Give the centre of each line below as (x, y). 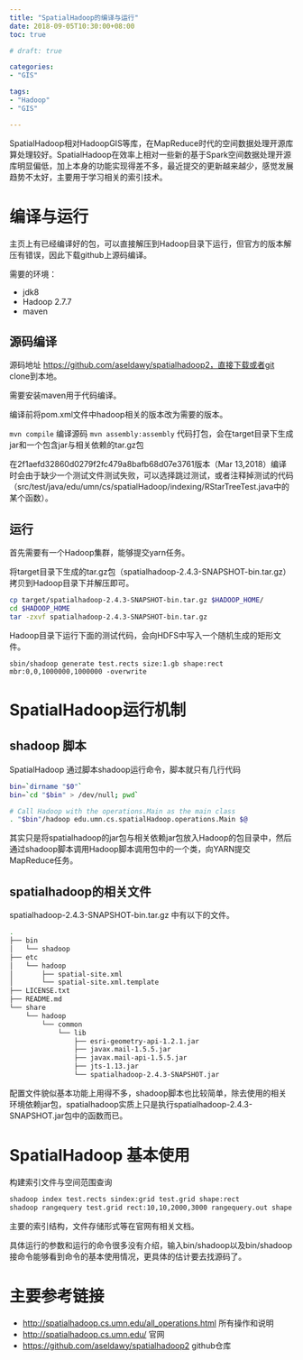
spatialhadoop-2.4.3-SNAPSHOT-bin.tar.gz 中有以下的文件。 (122, 915)
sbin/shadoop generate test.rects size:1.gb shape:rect (116, 664)
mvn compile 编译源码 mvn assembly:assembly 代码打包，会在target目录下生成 (151, 434)
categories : (32, 67)
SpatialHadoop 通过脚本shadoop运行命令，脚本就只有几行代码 (125, 769)
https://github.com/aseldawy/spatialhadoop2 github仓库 (127, 1346)
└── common (62, 1025)
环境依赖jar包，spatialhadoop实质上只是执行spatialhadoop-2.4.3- (131, 1104)
